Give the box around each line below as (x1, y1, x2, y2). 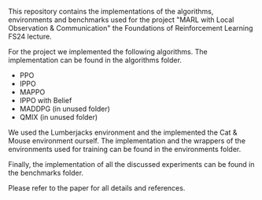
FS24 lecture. (8, 31, 53, 41)
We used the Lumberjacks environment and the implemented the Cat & (8, 128, 238, 137)
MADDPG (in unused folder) (19, 104, 110, 113)
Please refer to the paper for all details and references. (8, 183, 186, 192)
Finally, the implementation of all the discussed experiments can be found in (8, 160, 255, 169)
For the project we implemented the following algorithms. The (8, 47, 208, 56)
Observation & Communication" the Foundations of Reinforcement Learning (8, 24, 253, 32)
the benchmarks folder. (8, 169, 84, 177)
